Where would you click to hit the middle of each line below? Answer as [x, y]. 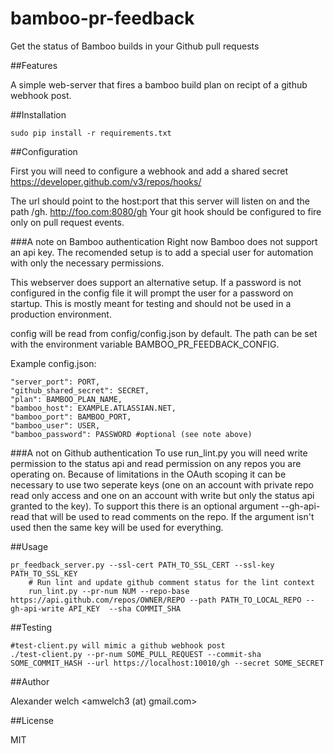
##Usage [29, 546]
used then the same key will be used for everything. [117, 527]
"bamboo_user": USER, [55, 425]
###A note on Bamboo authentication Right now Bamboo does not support [164, 241]
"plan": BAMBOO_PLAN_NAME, [66, 399]
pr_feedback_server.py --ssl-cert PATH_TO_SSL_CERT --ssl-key [142, 565]
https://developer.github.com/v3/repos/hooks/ [106, 181]
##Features [34, 65]
